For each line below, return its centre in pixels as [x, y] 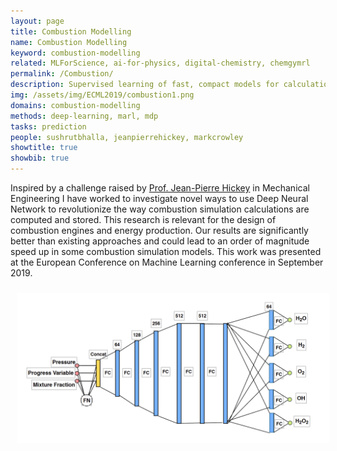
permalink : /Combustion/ [62, 74]
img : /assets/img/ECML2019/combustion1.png [102, 95]
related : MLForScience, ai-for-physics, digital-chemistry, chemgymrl [160, 63]
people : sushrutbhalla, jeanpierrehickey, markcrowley [127, 137]
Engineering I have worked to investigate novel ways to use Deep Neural [159, 198]
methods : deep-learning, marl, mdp [84, 116]
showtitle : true [44, 148]
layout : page [37, 21]
